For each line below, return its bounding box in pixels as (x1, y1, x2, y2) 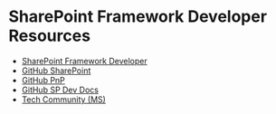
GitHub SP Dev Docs (21, 84, 99, 95)
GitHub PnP (21, 74, 65, 85)
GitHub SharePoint (21, 65, 91, 76)
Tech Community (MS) (21, 93, 106, 105)
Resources (8, 25, 91, 46)
